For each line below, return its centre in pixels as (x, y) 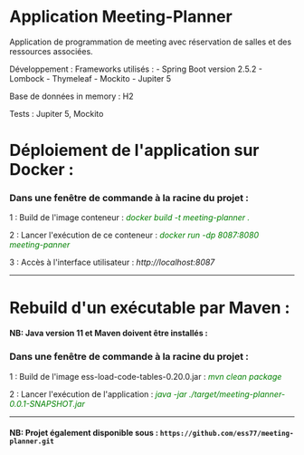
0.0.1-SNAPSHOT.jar (47, 403)
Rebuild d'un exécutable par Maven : (150, 308)
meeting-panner (40, 245)
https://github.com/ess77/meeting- (227, 434)
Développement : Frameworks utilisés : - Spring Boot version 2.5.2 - (136, 69)
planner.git (32, 441)
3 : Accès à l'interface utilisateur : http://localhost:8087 (112, 262)
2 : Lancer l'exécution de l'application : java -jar (98, 394)
